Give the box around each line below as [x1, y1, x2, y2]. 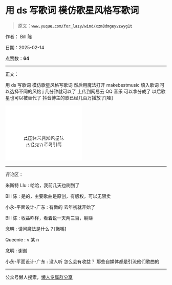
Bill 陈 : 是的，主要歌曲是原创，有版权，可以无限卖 [5, 193, 111, 199]
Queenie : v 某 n [5, 236, 39, 242]
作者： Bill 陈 [5, 33, 32, 39]
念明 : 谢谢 [5, 247, 27, 254]
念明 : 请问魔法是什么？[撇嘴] [5, 226, 67, 232]
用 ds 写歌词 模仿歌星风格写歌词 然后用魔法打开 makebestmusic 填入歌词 [5, 82, 159, 88]
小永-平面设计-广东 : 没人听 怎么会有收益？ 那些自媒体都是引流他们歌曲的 [5, 258, 160, 264]
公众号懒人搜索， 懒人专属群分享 [5, 274, 73, 280]
